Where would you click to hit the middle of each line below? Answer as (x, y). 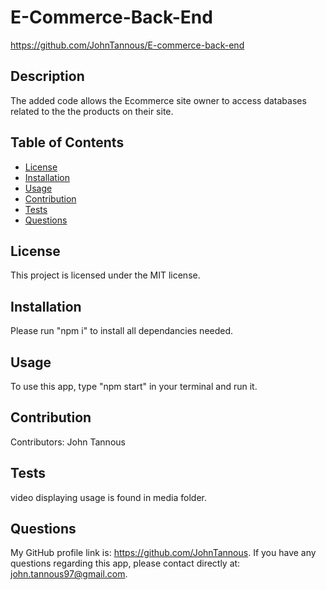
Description (47, 76)
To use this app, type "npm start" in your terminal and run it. (134, 386)
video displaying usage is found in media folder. (109, 497)
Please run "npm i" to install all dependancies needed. (122, 331)
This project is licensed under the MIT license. (105, 275)
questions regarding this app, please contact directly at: (125, 563)
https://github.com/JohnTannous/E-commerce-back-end (127, 45)
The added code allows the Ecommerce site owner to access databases (158, 100)
